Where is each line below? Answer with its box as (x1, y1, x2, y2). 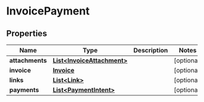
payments (9, 86, 39, 94)
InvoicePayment (6, 4, 90, 18)
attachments (9, 56, 47, 65)
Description (133, 46, 168, 54)
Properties (6, 28, 47, 39)
